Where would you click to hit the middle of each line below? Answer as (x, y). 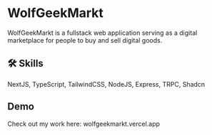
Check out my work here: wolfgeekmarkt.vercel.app (84, 124)
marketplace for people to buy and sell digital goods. (85, 40)
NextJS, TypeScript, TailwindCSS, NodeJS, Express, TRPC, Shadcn (106, 84)
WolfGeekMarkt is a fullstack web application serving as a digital (102, 33)
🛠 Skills (26, 64)
